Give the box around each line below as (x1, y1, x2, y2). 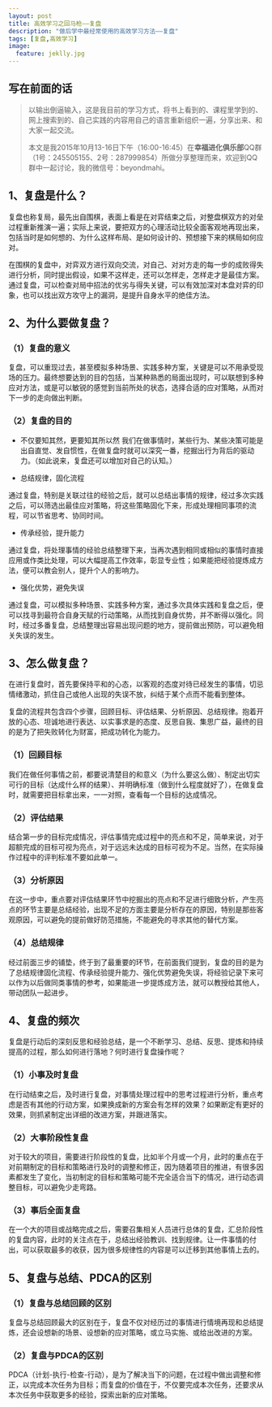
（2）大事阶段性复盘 (8, 1132, 89, 1143)
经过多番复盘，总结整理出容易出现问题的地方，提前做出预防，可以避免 (22, 620, 257, 630)
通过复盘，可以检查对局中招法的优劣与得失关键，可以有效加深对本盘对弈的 (8, 279, 257, 289)
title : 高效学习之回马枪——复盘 (8, 19, 102, 28)
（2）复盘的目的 (8, 415, 72, 426)
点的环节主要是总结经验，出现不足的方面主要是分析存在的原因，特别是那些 (8, 905, 257, 915)
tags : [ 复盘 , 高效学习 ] (8, 34, 78, 43)
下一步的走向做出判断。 (8, 393, 87, 403)
